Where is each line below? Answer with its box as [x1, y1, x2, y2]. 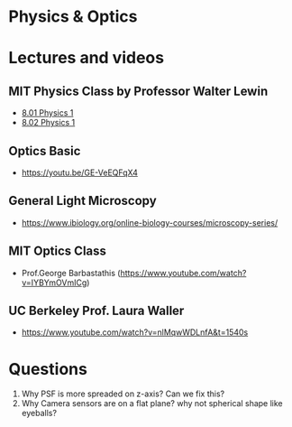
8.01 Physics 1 [21, 107, 74, 118]
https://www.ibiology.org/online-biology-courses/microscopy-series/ [21, 217, 278, 227]
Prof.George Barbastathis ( [21, 267, 121, 278]
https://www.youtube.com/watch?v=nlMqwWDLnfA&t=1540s [21, 327, 249, 338]
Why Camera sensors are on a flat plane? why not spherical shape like [21, 398, 283, 409]
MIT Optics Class [8, 244, 107, 259]
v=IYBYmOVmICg [21, 277, 87, 288]
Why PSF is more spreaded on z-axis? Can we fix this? [21, 388, 225, 399]
